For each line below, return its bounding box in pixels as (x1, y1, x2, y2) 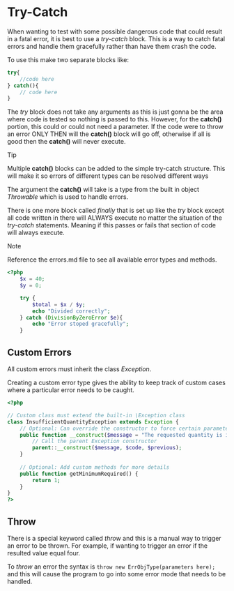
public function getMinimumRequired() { (19, 470, 139, 477)
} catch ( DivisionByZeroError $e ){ (19, 314, 123, 321)
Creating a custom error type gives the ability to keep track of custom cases (7, 378, 226, 387)
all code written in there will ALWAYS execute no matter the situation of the (7, 214, 223, 222)
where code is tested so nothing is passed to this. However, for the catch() (7, 115, 222, 124)
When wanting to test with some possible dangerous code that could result (7, 27, 223, 36)
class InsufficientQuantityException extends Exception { (7, 418, 179, 426)
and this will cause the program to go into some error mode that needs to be (7, 569, 226, 578)
